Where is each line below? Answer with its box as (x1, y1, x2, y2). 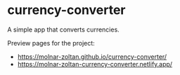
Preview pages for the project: (7, 39, 95, 47)
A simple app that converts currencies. (7, 25, 120, 34)
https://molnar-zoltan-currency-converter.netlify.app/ (17, 60, 173, 68)
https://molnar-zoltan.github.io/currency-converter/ (17, 52, 167, 61)
